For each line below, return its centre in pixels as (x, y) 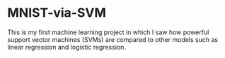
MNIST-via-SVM (57, 13)
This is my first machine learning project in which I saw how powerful (108, 32)
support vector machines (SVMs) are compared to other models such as (112, 39)
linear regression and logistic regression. (67, 47)
